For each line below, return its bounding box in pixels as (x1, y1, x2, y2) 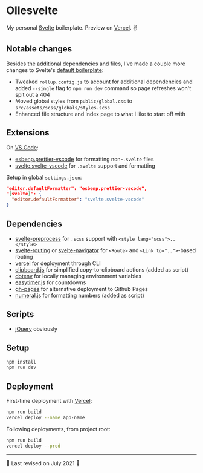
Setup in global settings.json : (6, 174, 82, 181)
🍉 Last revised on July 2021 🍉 (6, 459, 80, 466)
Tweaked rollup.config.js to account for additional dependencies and (14, 78, 193, 85)
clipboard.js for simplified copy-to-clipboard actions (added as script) (14, 266, 189, 273)
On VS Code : (6, 143, 39, 151)
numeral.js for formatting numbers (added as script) (14, 292, 145, 299)
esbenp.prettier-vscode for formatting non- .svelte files (14, 155, 154, 163)
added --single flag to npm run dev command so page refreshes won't (14, 84, 192, 91)
